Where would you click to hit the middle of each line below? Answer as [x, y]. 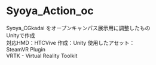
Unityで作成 [21, 35]
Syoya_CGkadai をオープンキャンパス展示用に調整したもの [78, 28]
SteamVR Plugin [26, 49]
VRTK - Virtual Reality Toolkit [42, 56]
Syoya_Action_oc [50, 11]
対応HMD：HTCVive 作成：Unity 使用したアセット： [71, 43]
